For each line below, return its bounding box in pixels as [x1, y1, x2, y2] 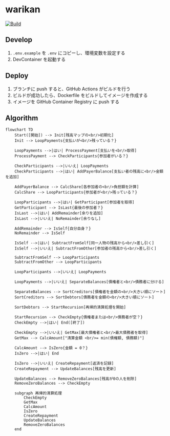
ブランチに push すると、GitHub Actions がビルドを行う [12, 86, 131, 92]
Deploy [5, 71, 29, 80]
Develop [5, 35, 32, 44]
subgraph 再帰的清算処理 [14, 391, 62, 396]
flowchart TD [5, 127, 33, 132]
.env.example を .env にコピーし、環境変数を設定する [12, 50, 125, 56]
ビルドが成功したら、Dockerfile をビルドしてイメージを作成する [12, 92, 148, 98]
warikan [5, 4, 41, 15]
